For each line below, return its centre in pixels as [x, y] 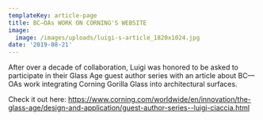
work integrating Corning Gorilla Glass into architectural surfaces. [130, 84]
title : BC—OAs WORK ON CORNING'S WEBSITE [78, 23]
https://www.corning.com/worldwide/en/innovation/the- [160, 99]
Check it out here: [38, 99]
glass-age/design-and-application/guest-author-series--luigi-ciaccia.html [129, 108]
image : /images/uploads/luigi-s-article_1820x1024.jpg [108, 37]
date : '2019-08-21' [40, 45]
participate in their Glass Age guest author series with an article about [122, 76]
